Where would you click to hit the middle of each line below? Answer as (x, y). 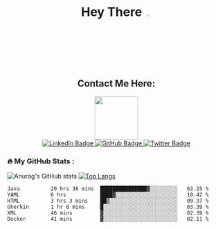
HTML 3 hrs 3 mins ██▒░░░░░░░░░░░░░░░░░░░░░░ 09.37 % (108, 201)
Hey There (111, 12)
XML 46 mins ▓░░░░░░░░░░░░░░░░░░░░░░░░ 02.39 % (108, 213)
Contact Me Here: (116, 83)
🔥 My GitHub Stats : (41, 161)
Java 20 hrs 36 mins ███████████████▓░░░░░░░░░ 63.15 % (108, 189)
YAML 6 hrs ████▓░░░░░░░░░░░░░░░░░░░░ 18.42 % (108, 195)
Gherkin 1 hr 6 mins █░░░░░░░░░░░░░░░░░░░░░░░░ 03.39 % (108, 207)
